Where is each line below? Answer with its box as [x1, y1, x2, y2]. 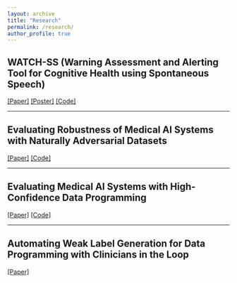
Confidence [7, 192, 61, 204]
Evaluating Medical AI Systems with [7, 181, 169, 193]
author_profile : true [7, 30, 71, 37]
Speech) [7, 78, 46, 90]
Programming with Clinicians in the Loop [7, 248, 189, 261]
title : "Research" [7, 17, 61, 24]
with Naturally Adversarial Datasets [7, 135, 167, 147]
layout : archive [7, 10, 55, 18]
